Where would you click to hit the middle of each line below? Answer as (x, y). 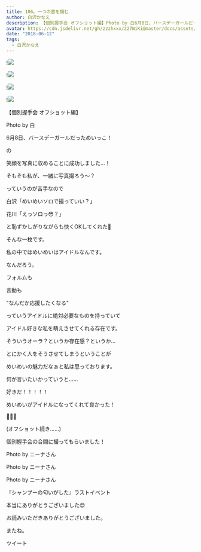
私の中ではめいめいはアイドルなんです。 (56, 252)
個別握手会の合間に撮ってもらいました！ (56, 441)
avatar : (16, 28)
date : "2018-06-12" (31, 34)
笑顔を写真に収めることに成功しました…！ (58, 163)
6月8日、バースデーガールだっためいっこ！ (59, 138)
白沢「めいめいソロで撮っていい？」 (51, 201)
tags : (13, 39)
